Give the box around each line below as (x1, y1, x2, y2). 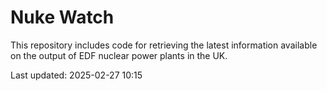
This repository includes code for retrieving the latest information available (10, 39, 318, 51)
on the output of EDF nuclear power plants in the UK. (10, 49, 228, 61)
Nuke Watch (10, 6, 115, 29)
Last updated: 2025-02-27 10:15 (10, 69, 143, 81)
